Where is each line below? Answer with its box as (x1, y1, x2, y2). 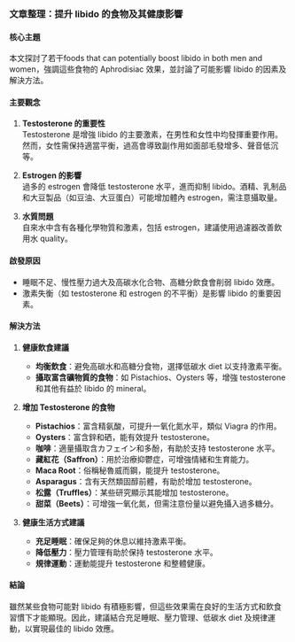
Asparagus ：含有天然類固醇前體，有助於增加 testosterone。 (35, 476, 257, 486)
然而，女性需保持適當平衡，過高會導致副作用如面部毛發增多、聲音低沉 (21, 140, 279, 151)
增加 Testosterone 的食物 (21, 401, 115, 413)
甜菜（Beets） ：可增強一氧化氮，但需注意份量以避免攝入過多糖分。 (35, 498, 279, 508)
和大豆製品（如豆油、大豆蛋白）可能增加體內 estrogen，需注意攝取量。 (21, 192, 283, 203)
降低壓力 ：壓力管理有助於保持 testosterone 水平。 (35, 546, 219, 557)
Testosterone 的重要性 (21, 118, 106, 129)
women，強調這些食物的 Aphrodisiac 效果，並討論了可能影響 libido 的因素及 (9, 64, 287, 74)
